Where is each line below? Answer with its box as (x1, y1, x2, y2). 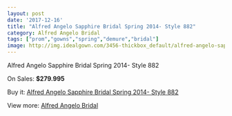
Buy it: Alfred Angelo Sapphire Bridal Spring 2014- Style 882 (7, 88, 179, 96)
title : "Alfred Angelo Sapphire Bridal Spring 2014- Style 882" (7, 23, 196, 30)
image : (7, 42, 26, 49)
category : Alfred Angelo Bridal (7, 29, 100, 37)
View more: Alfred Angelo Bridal (7, 101, 99, 109)
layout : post (7, 10, 45, 17)
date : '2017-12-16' (7, 17, 64, 23)
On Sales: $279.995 (7, 75, 65, 83)
